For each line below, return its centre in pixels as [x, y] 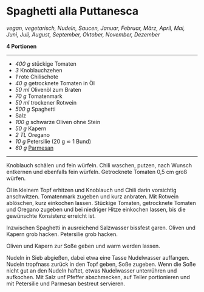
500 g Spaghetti [35, 109]
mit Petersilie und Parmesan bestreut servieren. [66, 283]
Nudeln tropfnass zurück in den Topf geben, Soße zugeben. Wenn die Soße [101, 264]
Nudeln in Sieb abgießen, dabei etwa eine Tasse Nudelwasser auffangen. [98, 257]
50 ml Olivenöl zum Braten [48, 89]
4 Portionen [22, 46]
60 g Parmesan [34, 148]
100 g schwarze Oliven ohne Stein [58, 122]
